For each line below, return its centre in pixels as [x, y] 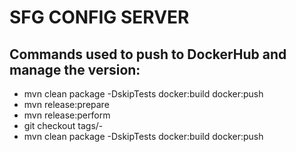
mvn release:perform [67, 115]
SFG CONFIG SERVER [99, 17]
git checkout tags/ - [63, 125]
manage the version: [75, 69]
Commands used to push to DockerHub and [148, 54]
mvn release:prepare [66, 104]
